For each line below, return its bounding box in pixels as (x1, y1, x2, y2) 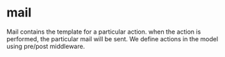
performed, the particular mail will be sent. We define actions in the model (6, 34, 219, 43)
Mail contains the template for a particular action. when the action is (6, 27, 201, 36)
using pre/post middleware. (6, 42, 85, 50)
